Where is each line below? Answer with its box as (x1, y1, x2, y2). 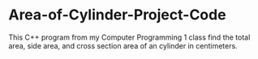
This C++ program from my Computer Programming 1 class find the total (8, 32, 251, 42)
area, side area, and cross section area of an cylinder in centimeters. (8, 40, 238, 50)
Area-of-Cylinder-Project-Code (8, 6, 226, 24)
